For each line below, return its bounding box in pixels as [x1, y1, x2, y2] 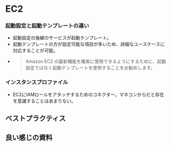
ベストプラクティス [5, 114, 66, 123]
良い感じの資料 [5, 133, 53, 142]
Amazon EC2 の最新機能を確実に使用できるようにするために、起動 [25, 58, 166, 64]
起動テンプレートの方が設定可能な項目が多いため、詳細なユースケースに [12, 41, 165, 47]
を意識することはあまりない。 [12, 98, 76, 104]
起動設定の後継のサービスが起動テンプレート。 [12, 35, 112, 41]
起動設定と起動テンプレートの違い [5, 22, 90, 30]
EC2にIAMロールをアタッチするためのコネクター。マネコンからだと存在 [12, 91, 165, 98]
